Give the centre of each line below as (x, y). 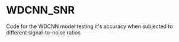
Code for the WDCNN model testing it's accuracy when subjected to (89, 26)
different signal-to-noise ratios (44, 32)
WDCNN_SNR (41, 10)
